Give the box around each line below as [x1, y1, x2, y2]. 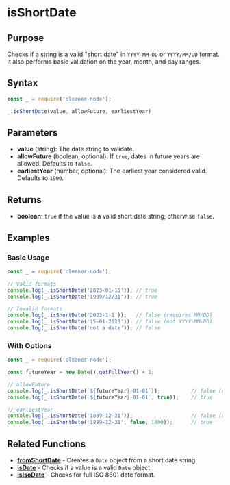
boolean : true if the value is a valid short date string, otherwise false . [16, 212, 214, 221]
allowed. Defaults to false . [16, 160, 92, 168]
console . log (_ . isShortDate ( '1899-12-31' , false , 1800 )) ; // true [7, 419, 213, 426]
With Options [7, 340, 53, 350]
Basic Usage [7, 252, 50, 262]
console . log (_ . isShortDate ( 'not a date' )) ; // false [7, 325, 161, 332]
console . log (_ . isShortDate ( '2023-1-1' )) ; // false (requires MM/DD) [7, 312, 213, 319]
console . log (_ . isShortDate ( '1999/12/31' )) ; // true [7, 293, 157, 300]
